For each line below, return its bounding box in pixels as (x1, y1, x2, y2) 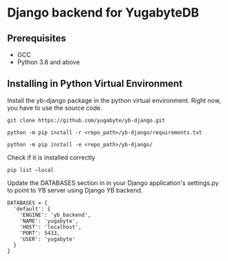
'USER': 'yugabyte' (19, 235, 76, 242)
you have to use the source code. (7, 104, 102, 112)
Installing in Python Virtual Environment (7, 78, 183, 90)
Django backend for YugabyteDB (7, 5, 200, 21)
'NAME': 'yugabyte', (19, 217, 79, 224)
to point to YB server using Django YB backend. (7, 186, 143, 194)
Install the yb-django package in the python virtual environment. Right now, (7, 96, 221, 104)
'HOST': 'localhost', (19, 223, 82, 231)
